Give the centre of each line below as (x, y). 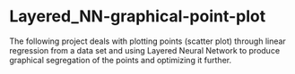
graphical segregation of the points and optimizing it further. (120, 60)
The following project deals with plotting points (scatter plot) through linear (148, 41)
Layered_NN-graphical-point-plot (138, 16)
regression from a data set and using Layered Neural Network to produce (145, 50)
